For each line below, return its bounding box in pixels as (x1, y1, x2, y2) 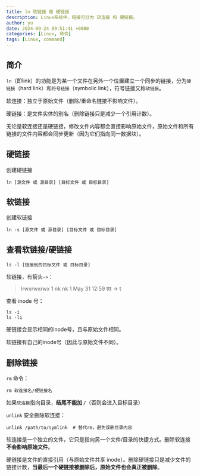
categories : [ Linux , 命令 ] (6, 31, 71, 37)
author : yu (6, 20, 33, 26)
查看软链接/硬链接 (6, 244, 73, 254)
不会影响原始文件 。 (6, 443, 54, 451)
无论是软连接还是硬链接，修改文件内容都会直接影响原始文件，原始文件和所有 (6, 122, 194, 130)
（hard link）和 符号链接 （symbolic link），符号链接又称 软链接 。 (14, 84, 165, 91)
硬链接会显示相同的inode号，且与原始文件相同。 (6, 326, 124, 333)
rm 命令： (6, 374, 29, 382)
